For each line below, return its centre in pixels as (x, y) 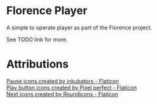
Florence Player (47, 11)
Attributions (38, 64)
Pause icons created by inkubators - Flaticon (63, 81)
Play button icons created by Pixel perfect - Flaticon (72, 87)
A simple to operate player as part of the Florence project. (79, 28)
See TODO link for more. (37, 39)
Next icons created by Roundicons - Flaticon (62, 94)
